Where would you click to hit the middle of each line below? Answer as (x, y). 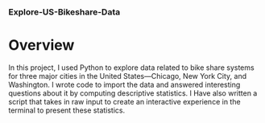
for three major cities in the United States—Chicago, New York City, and (128, 76)
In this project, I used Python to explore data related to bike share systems (132, 68)
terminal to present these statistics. (67, 110)
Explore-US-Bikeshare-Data (64, 12)
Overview (41, 45)
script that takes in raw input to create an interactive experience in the (124, 101)
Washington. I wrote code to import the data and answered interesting (124, 84)
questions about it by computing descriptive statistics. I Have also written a (133, 93)
